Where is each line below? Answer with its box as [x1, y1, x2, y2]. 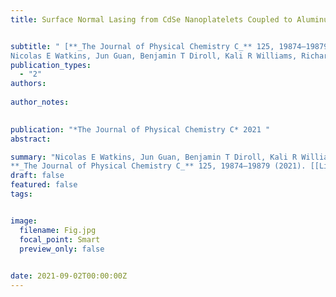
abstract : [10, 134, 52, 144]
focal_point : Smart [19, 234, 101, 245]
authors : [10, 79, 47, 89]
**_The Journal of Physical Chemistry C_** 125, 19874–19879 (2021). [10, 161, 307, 171]
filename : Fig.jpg [19, 225, 97, 235]
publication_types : [10, 60, 92, 70]
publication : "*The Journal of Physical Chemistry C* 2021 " [10, 124, 271, 135]
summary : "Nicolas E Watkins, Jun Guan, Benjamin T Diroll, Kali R [10, 152, 298, 162]
